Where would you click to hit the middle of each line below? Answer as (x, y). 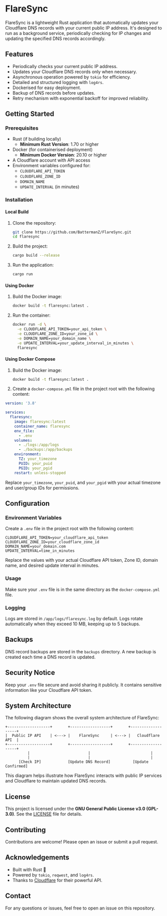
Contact (18, 896)
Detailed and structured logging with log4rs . (58, 82)
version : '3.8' (21, 403)
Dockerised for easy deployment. (47, 88)
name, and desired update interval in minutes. (52, 565)
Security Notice (30, 673)
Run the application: (33, 265)
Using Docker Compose (30, 359)
